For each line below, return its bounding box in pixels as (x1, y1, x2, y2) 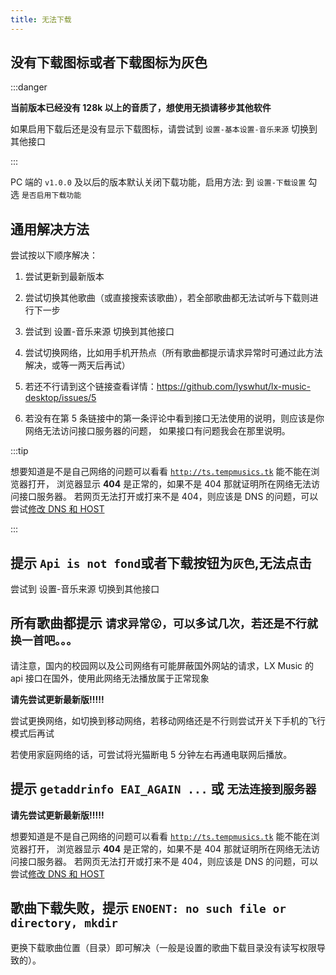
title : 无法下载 (10, 14, 72, 25)
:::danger (10, 81, 48, 93)
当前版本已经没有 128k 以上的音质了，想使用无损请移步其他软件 (10, 102, 272, 114)
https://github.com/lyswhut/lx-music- (156, 381, 312, 393)
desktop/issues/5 (24, 392, 97, 404)
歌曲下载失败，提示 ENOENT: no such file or (10, 900, 287, 917)
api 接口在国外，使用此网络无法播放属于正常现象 (10, 672, 210, 684)
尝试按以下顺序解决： (10, 249, 98, 261)
